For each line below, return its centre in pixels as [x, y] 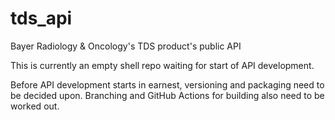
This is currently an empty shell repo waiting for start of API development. [162, 65]
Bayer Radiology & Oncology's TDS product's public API [126, 46]
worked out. [35, 106]
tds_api [41, 18]
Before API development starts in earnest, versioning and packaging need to [167, 84]
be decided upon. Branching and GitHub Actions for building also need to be [167, 95]
